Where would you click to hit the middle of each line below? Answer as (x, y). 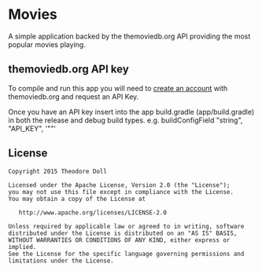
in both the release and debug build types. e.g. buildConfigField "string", (125, 120)
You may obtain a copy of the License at (77, 199)
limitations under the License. (61, 261)
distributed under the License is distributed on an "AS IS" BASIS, (123, 233)
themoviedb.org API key (69, 70)
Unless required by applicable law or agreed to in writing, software (126, 226)
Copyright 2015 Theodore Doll (58, 171)
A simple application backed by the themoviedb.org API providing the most (129, 36)
